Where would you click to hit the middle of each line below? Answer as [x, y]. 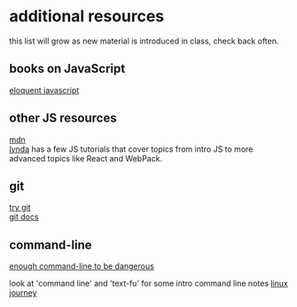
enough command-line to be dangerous [82, 266]
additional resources [87, 16]
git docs [24, 217]
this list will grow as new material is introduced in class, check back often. [144, 41]
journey [23, 293]
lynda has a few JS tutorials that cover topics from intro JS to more [131, 149]
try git [20, 208]
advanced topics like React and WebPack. [86, 158]
